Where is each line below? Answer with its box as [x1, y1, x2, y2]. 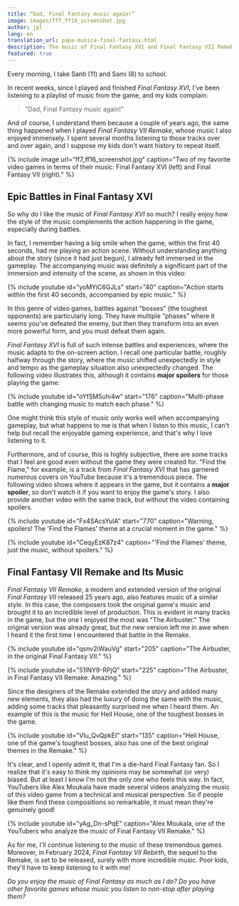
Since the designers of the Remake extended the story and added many [7, 687, 218, 695]
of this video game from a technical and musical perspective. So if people [7, 790, 223, 799]
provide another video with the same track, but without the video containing [7, 495, 230, 504]
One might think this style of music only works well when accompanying [7, 414, 219, 422]
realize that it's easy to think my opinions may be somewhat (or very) [7, 767, 210, 776]
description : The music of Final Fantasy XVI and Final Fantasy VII [7, 43, 215, 51]
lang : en [7, 30, 33, 38]
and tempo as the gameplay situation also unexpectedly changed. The [7, 363, 213, 372]
